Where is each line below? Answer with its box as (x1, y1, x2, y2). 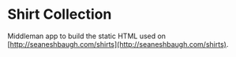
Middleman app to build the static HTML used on (7, 31, 167, 41)
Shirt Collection (7, 5, 112, 23)
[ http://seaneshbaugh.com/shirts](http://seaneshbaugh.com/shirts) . (7, 39, 229, 48)
